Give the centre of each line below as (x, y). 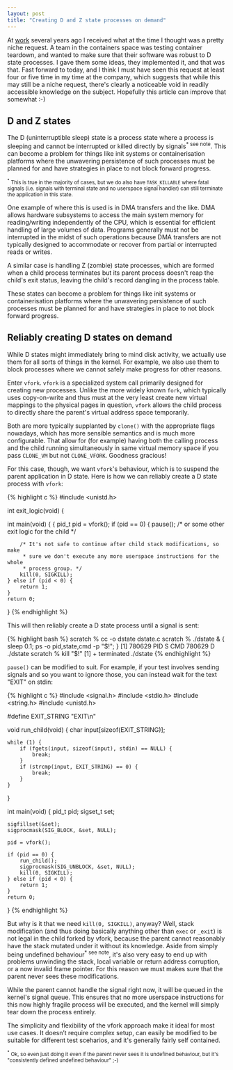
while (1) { (24, 742)
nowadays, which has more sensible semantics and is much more (101, 433)
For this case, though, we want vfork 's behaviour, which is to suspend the (113, 469)
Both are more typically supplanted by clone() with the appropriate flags (111, 426)
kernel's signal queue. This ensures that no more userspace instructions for (115, 997)
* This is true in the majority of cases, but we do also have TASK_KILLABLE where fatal (108, 182)
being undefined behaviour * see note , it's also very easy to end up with (107, 954)
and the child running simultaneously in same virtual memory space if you (113, 448)
